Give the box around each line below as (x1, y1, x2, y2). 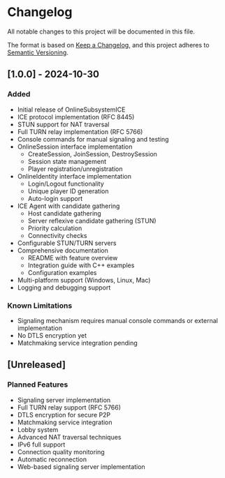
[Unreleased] (7, 359, 66, 371)
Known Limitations (7, 301, 73, 311)
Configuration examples (27, 268, 97, 276)
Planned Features (7, 380, 68, 389)
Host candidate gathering (27, 209, 101, 217)
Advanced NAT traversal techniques (17, 433, 122, 441)
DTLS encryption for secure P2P (17, 410, 111, 419)
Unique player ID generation (27, 186, 109, 195)
